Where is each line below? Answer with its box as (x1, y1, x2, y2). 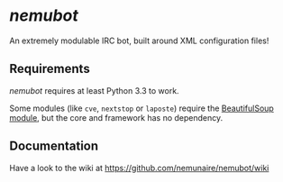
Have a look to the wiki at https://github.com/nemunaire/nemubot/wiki (9, 162, 269, 173)
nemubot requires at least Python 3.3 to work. (9, 85, 179, 96)
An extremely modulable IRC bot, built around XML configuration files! (9, 35, 269, 46)
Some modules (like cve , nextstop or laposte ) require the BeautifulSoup (9, 103, 275, 114)
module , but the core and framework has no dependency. (9, 112, 224, 123)
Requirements (9, 61, 90, 77)
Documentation (9, 139, 99, 154)
